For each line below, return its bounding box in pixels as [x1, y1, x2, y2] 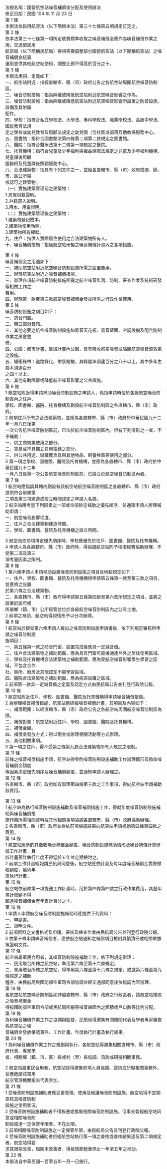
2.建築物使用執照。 [5, 223, 44, 229]
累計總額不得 [5, 892, 31, 898]
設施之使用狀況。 [5, 1102, 40, 1108]
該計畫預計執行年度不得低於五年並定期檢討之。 [5, 854, 101, 860]
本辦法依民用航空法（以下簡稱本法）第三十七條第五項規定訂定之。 [5, 23, 140, 29]
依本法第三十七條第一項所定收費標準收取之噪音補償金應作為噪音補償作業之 [5, 35, 158, 41]
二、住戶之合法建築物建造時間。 [5, 521, 71, 527]
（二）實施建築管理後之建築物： [5, 210, 71, 216]
